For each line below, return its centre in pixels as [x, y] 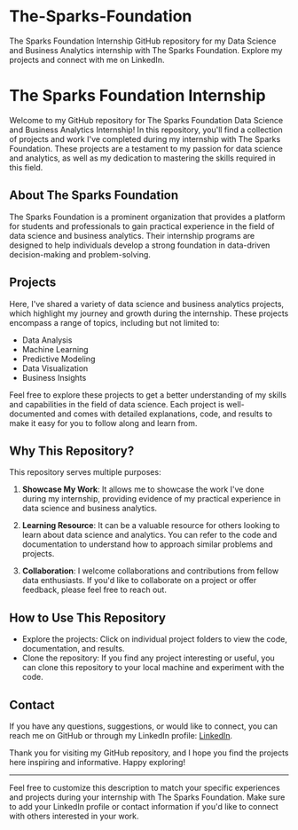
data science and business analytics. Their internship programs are [132, 235]
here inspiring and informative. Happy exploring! [98, 762]
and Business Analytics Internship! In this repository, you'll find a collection [146, 130]
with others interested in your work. [74, 816]
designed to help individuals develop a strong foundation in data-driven [140, 245]
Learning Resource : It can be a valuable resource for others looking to [151, 526]
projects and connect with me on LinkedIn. [87, 59]
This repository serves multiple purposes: [85, 472]
